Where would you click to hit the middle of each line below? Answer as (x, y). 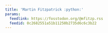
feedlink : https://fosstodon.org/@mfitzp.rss (56, 18)
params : (13, 14)
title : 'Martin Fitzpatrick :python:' (44, 9)
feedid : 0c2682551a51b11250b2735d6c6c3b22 (53, 23)
